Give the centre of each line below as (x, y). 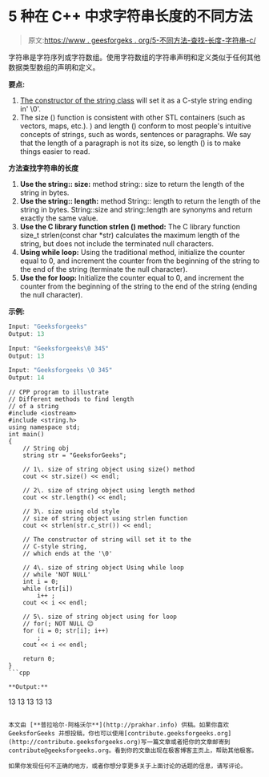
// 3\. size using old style (71, 512)
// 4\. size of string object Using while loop (103, 568)
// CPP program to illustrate (59, 393)
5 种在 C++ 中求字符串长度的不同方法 (131, 16)
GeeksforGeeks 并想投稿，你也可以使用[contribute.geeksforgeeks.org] (120, 734)
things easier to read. (55, 151)
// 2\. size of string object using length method (109, 491)
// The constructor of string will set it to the (107, 540)
